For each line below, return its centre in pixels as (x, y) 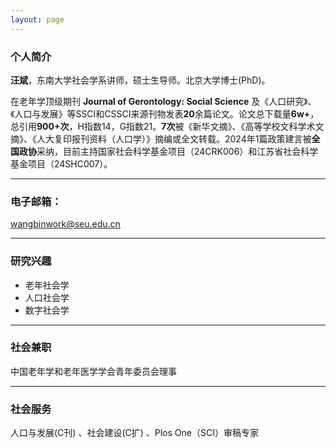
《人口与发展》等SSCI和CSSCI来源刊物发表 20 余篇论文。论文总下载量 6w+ (160, 113)
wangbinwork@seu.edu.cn (65, 224)
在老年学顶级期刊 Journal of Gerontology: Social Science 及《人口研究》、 (163, 101)
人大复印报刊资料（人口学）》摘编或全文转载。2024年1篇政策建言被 (174, 138)
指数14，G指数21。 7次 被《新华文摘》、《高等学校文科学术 (199, 126)
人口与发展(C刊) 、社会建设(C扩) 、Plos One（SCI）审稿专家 (134, 433)
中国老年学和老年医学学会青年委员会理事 (93, 371)
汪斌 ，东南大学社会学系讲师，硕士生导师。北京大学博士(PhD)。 (140, 80)
